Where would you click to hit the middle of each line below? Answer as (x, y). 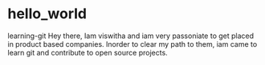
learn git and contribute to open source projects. (88, 52)
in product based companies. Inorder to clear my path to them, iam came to (132, 44)
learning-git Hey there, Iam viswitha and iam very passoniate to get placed (131, 36)
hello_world (47, 14)
